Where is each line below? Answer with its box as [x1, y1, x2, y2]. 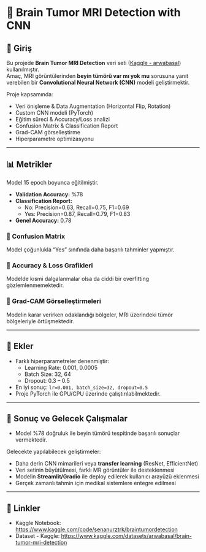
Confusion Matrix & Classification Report [15, 122, 118, 129]
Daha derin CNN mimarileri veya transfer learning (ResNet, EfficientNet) [15, 460, 199, 467]
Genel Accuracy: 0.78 [15, 217, 72, 224]
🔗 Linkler [6, 503, 41, 513]
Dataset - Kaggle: [15, 532, 60, 540]
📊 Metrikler [6, 159, 53, 170]
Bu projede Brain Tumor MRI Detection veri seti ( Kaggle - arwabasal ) [6, 59, 181, 66]
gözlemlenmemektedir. [6, 282, 64, 289]
